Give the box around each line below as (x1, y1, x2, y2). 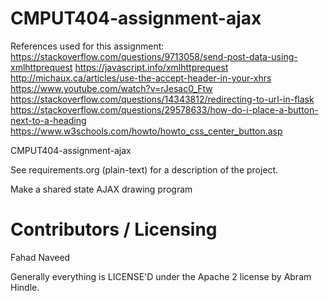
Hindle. (10, 281, 40, 293)
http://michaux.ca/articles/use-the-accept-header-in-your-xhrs (10, 72, 272, 84)
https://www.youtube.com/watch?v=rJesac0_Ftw (10, 82, 213, 94)
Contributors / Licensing (10, 218, 218, 241)
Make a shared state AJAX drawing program (10, 183, 193, 195)
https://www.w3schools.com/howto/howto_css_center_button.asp (10, 125, 283, 137)
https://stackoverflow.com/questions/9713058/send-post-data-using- (10, 50, 298, 62)
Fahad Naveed (10, 251, 71, 263)
